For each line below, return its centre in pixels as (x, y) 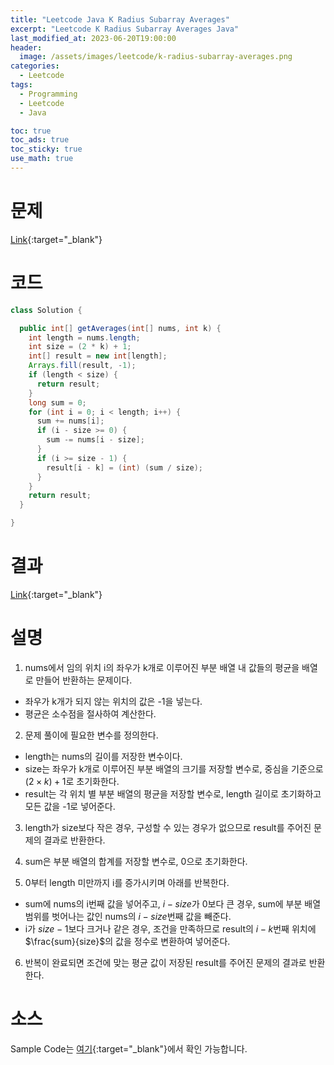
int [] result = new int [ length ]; (98, 356)
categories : (35, 66)
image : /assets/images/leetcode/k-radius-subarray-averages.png (156, 57)
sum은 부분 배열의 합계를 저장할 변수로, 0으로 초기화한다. (136, 861)
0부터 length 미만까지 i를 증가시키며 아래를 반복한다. (127, 882)
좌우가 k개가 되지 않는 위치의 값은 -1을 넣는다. (113, 701)
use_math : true (42, 159)
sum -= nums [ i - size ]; (95, 440)
